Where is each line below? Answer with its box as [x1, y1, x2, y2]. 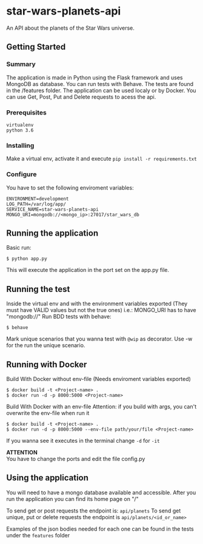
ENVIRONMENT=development [6, 196, 69, 202]
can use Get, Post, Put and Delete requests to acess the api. [6, 93, 156, 101]
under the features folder [6, 531, 70, 539]
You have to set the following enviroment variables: [6, 184, 135, 191]
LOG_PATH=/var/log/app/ [6, 201, 67, 207]
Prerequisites [6, 108, 47, 116]
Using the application [6, 473, 89, 483]
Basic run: [6, 244, 32, 251]
